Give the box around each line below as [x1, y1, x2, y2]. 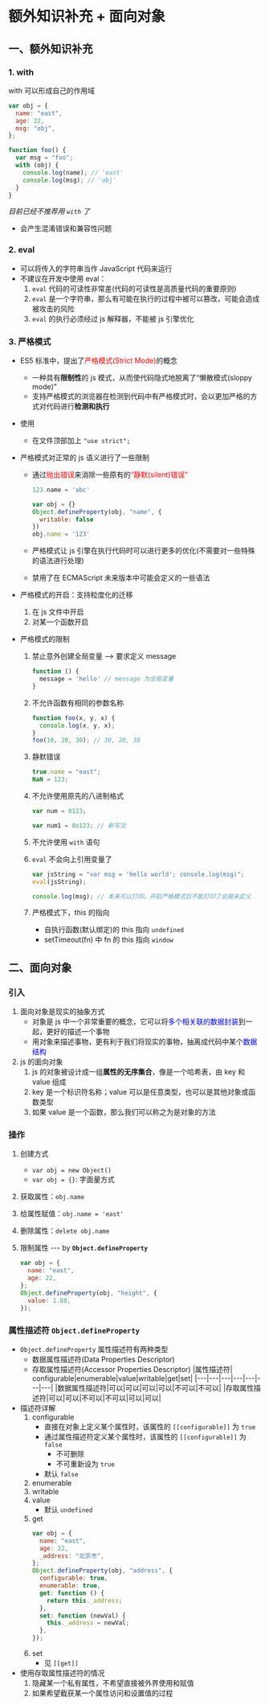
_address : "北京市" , [39, 1551, 104, 1560]
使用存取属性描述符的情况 [19, 1668, 105, 1678]
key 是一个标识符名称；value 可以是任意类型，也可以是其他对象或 [31, 1087, 249, 1097]
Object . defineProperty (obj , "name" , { [31, 507, 162, 516]
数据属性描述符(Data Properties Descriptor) [31, 1354, 175, 1364]
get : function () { [39, 1589, 104, 1597]
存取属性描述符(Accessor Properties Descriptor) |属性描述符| [31, 1364, 233, 1374]
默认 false [43, 1469, 79, 1478]
